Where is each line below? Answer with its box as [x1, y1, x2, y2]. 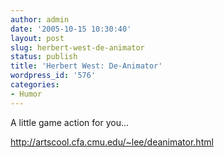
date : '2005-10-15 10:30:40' [10, 24, 132, 34]
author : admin [10, 14, 70, 25]
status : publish [10, 52, 78, 62]
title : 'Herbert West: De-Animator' [10, 61, 163, 71]
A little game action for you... [10, 116, 130, 128]
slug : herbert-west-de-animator [10, 42, 145, 53]
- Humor [10, 89, 43, 99]
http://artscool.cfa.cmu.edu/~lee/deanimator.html [10, 136, 214, 148]
